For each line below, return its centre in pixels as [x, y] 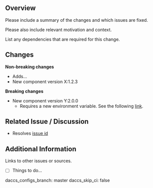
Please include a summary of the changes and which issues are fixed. [76, 20]
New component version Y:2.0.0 [45, 100]
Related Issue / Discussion [47, 121]
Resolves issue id [30, 134]
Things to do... [27, 171]
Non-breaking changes [30, 67]
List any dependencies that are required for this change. [63, 39]
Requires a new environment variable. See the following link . [81, 106]
